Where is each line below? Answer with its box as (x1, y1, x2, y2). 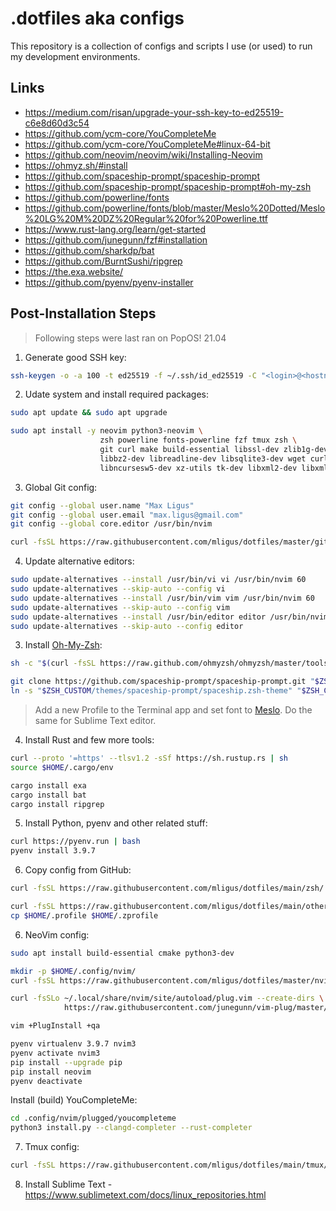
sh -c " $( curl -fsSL (10, 658, 97, 669)
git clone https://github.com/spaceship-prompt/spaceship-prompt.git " (10, 677, 315, 687)
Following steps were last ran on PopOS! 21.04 (34, 332, 227, 344)
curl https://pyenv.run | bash (10, 837, 141, 847)
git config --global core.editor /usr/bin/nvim (10, 519, 213, 529)
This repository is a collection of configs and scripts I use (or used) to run (10, 40, 313, 52)
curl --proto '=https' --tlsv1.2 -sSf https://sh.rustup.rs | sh (10, 753, 288, 764)
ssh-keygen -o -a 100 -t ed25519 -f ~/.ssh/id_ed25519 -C (10, 370, 257, 381)
